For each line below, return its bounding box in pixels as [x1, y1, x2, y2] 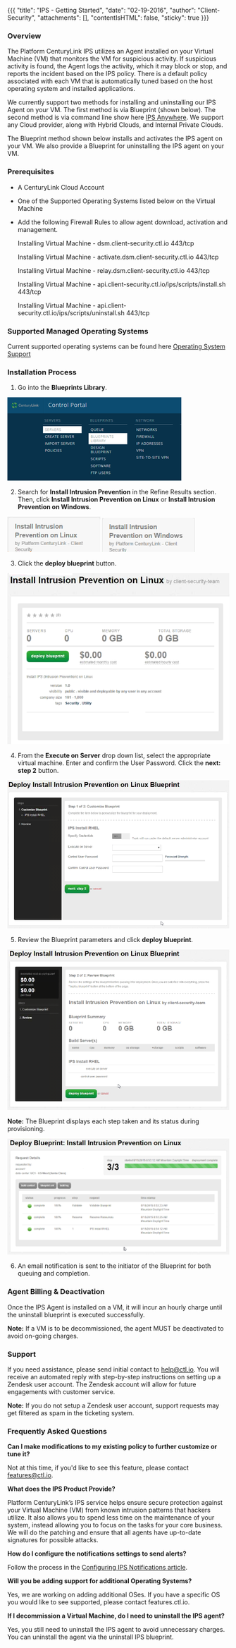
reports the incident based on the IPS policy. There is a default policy [7, 70, 208, 78]
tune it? [7, 1450, 30, 1458]
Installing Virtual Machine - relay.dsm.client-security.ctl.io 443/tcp [17, 266, 210, 274]
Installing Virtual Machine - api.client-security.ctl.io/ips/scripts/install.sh [17, 280, 226, 288]
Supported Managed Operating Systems [7, 326, 149, 336]
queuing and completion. [17, 1269, 90, 1278]
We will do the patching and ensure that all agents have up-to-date [7, 1528, 201, 1537]
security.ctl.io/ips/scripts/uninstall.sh [17, 308, 125, 317]
